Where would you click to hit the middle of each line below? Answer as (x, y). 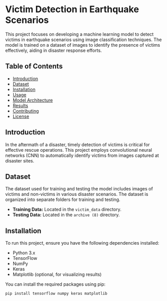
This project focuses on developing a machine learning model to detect (79, 34)
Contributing (26, 111)
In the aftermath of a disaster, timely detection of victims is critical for (78, 144)
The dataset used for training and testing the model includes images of (79, 189)
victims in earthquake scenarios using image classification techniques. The (83, 40)
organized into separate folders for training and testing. (63, 199)
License (21, 116)
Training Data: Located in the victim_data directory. (67, 210)
